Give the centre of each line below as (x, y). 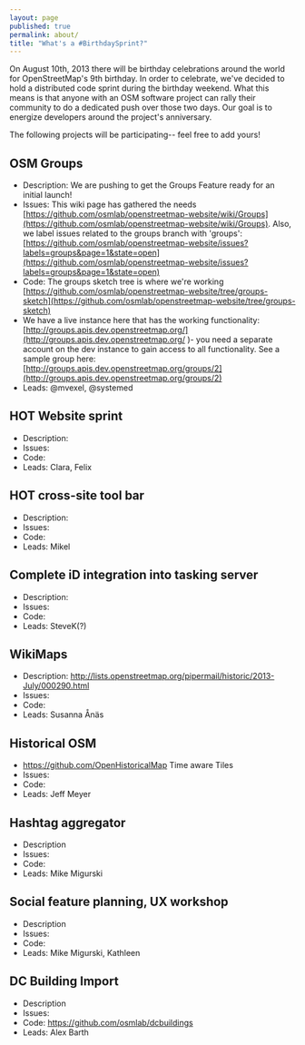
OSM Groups (46, 163)
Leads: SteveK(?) (54, 626)
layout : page (34, 18)
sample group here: (59, 359)
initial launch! (47, 195)
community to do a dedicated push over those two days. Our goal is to (141, 108)
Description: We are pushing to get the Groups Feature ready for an (148, 185)
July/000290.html (56, 685)
